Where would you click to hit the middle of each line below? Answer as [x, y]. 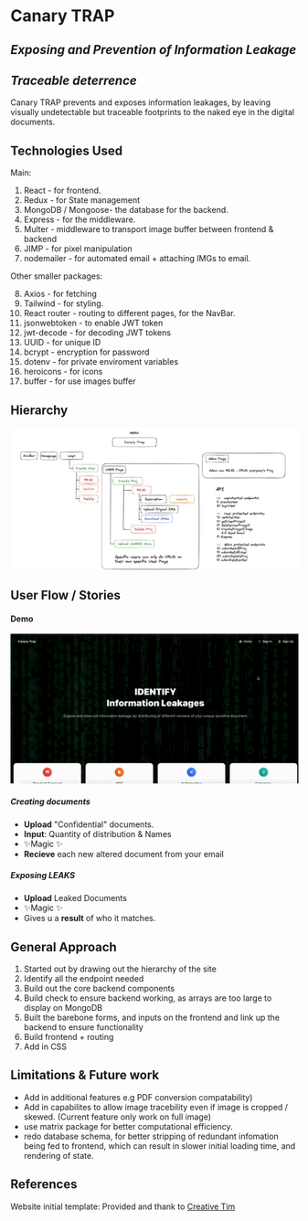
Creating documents [50, 802]
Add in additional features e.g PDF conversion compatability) [138, 1097]
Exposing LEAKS [43, 875]
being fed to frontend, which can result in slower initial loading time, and [159, 1146]
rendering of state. [58, 1155]
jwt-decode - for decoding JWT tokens [97, 333]
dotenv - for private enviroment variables [101, 362]
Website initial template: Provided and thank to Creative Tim [123, 1206]
